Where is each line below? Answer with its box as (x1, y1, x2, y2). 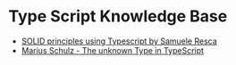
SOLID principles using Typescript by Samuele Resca (21, 36, 218, 46)
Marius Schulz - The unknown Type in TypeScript (21, 45, 205, 55)
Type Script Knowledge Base (8, 6, 228, 27)
